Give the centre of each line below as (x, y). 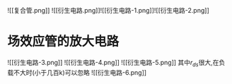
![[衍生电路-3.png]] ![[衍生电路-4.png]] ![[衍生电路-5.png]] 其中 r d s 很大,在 (113, 63)
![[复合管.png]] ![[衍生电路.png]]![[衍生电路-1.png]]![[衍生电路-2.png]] (109, 10)
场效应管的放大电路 (63, 42)
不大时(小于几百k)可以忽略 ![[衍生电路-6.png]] (80, 72)
